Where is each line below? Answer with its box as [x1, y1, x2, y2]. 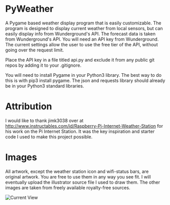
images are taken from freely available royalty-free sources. [5, 184, 130, 191]
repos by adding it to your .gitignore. [5, 62, 82, 68]
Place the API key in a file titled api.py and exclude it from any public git [5, 56, 155, 63]
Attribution [5, 101, 52, 112]
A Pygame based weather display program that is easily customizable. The [5, 20, 161, 26]
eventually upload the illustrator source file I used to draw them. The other [5, 179, 160, 185]
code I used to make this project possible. [5, 133, 93, 140]
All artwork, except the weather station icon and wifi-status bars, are [5, 168, 149, 174]
